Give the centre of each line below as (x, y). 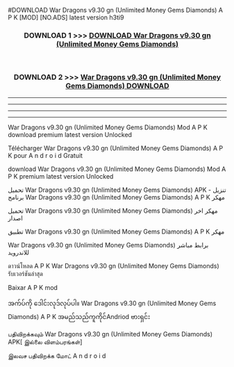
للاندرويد (19, 252)
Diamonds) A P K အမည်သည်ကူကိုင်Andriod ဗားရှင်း (79, 316)
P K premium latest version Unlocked (61, 176)
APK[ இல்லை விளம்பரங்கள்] (45, 342)
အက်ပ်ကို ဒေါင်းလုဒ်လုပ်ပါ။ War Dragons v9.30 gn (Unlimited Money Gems (112, 303)
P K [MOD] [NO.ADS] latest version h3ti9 (66, 17)
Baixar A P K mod (33, 287)
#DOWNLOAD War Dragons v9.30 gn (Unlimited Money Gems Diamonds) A (115, 10)
